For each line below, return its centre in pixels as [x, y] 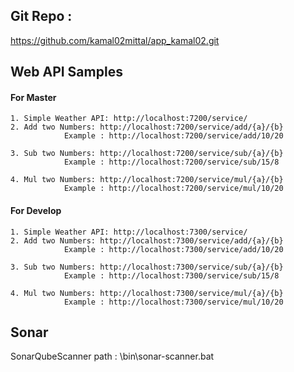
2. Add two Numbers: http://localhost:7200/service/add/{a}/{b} [147, 127]
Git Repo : [41, 16]
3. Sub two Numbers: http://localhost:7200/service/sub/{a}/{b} [147, 154]
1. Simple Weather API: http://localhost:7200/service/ [129, 119]
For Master [33, 97]
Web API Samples [66, 72]
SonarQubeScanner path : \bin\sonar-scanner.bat [112, 356]
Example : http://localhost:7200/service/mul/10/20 [173, 189]
